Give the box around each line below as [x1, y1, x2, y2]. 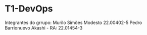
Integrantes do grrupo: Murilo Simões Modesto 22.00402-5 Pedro [5, 19, 142, 25]
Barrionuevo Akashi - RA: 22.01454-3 [5, 24, 83, 30]
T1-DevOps [5, 3, 53, 14]
